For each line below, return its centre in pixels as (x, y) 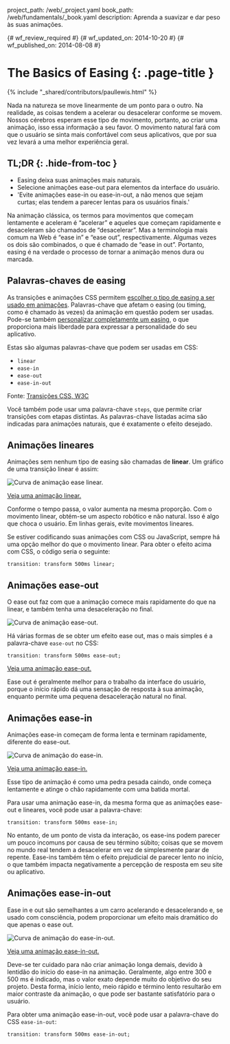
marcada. (21, 259)
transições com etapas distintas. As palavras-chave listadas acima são (107, 416)
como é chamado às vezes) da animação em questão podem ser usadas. (111, 312)
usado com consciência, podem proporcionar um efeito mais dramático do (113, 917)
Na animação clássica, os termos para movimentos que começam (100, 215)
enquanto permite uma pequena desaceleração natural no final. (97, 697)
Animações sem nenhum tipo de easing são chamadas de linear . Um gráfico (115, 462)
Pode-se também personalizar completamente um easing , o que (98, 319)
